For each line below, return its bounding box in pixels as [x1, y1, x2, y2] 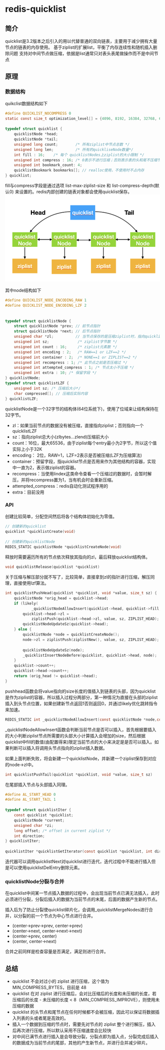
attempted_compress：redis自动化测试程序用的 [12, 483, 109, 489]
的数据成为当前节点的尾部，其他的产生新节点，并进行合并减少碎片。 [12, 1040, 150, 1046]
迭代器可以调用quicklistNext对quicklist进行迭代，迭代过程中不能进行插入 [5, 859, 152, 865]
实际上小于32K [12, 446, 43, 452]
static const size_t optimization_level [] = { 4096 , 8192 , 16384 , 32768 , [5, 116, 157, 121]
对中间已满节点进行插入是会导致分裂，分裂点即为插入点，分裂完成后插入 [12, 1034, 159, 1040]
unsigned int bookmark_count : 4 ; [14, 163, 82, 168]
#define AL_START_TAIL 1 [5, 797, 56, 802]
